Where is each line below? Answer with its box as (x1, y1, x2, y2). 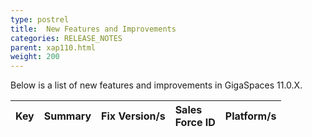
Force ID (174, 116, 216, 130)
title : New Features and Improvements (10, 24, 177, 34)
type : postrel (10, 14, 70, 25)
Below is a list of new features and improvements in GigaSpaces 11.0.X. (10, 79, 303, 91)
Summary (43, 109, 92, 123)
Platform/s (224, 109, 277, 123)
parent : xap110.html (10, 42, 97, 53)
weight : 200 (10, 52, 60, 62)
